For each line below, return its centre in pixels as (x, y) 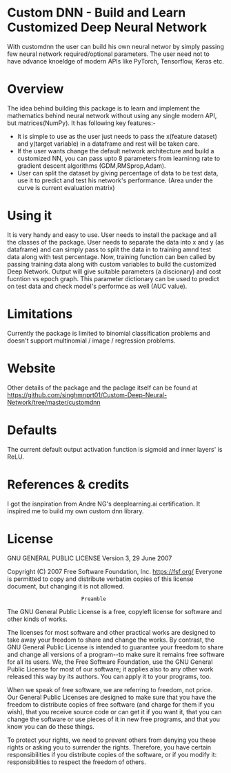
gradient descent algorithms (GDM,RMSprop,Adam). (92, 165)
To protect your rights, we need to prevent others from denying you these (112, 740)
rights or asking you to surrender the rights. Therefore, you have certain (109, 747)
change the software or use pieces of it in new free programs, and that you (114, 719)
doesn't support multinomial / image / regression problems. (91, 341)
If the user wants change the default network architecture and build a (115, 151)
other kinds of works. (37, 619)
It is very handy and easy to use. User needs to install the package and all (112, 235)
